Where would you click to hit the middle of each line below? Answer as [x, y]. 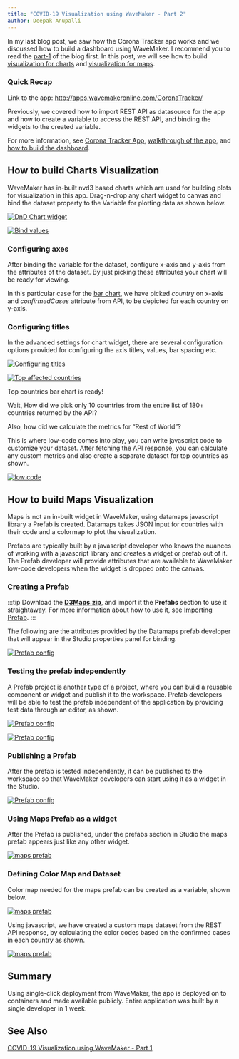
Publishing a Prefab [42, 755]
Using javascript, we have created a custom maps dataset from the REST [115, 925]
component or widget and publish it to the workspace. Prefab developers [115, 694]
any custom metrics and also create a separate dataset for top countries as [118, 456]
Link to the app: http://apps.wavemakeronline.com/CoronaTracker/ [105, 98]
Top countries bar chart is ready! [56, 392]
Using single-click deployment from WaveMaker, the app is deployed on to [117, 993]
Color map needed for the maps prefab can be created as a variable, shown [119, 889]
